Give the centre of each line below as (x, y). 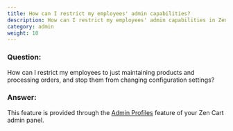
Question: (24, 58)
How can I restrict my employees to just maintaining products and (101, 72)
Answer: (22, 98)
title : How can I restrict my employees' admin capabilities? (99, 14)
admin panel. (26, 120)
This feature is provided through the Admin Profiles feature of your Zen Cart (115, 112)
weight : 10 (23, 33)
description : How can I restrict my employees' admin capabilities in (111, 20)
